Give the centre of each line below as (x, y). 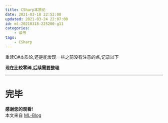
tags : (11, 38)
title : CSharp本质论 (25, 10)
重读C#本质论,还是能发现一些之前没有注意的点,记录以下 (62, 57)
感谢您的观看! (19, 109)
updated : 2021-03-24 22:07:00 (37, 19)
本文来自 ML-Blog (23, 115)
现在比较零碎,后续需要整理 (32, 67)
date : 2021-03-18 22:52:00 (33, 14)
